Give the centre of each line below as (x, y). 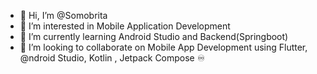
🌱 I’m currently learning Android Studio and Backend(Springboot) (154, 36)
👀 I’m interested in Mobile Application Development (125, 26)
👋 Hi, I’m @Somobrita (63, 15)
